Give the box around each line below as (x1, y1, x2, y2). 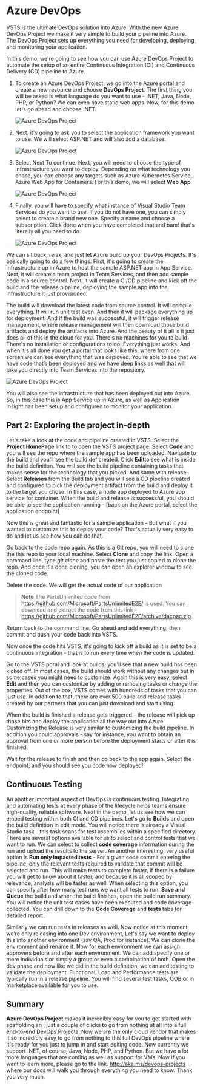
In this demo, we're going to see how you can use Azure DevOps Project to (6, 55, 194, 62)
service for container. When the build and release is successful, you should (6, 494, 195, 502)
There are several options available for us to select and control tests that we (6, 834, 196, 841)
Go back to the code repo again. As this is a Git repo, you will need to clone (6, 544, 195, 551)
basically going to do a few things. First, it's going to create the (6, 258, 164, 265)
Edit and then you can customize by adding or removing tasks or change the (6, 680, 198, 687)
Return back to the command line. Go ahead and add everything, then (6, 624, 181, 632)
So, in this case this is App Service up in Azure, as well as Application (6, 396, 180, 403)
